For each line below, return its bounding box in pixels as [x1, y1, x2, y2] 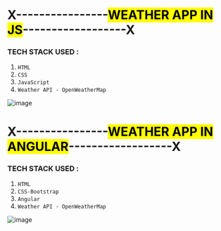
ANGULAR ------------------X [7, 138, 182, 154]
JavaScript [17, 79, 50, 86]
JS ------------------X [7, 22, 136, 38]
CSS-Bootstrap [17, 188, 59, 195]
